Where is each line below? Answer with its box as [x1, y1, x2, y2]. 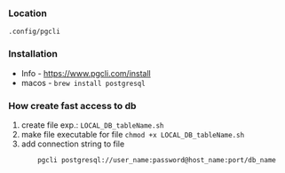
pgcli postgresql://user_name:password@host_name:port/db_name [37, 155, 276, 164]
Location [8, 7, 48, 20]
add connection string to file [20, 138, 125, 149]
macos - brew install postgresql [20, 77, 146, 88]
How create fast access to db [8, 99, 137, 112]
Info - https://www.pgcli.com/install [20, 67, 152, 78]
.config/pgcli [8, 28, 61, 36]
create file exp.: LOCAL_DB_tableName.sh [20, 119, 165, 130]
